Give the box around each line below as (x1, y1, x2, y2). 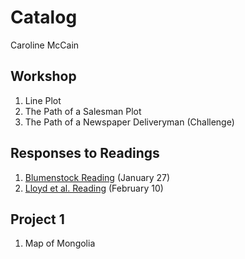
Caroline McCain (10, 39, 80, 51)
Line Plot (24, 94, 62, 106)
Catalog (10, 6, 78, 29)
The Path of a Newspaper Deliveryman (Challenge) (24, 116, 235, 128)
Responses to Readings (10, 145, 160, 162)
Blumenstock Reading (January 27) (24, 171, 171, 183)
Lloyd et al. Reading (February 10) (24, 182, 164, 194)
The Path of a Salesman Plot (24, 105, 142, 117)
